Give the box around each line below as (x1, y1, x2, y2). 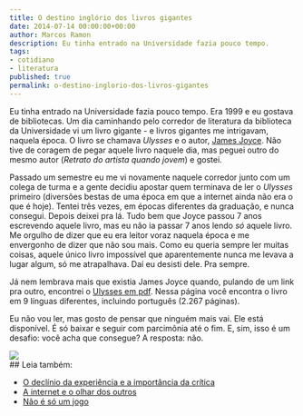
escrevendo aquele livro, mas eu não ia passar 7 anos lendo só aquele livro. (9, 220, 293, 231)
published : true (9, 73, 71, 82)
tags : (9, 47, 30, 56)
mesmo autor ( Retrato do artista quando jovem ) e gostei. (9, 154, 222, 164)
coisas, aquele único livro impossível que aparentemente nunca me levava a (9, 249, 294, 260)
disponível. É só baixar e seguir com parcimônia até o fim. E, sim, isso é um (9, 322, 290, 333)
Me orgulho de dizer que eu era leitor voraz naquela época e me (9, 229, 249, 241)
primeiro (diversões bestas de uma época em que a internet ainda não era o (9, 191, 293, 202)
